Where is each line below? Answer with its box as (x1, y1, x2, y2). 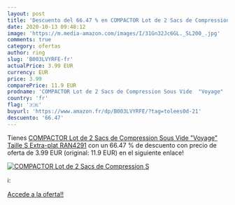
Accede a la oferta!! (7, 190, 64, 198)
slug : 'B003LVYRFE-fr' (7, 56, 73, 63)
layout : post (7, 10, 45, 17)
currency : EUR (7, 69, 49, 76)
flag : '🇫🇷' (7, 101, 42, 108)
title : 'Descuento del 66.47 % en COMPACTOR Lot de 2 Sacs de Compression (7, 17, 230, 24)
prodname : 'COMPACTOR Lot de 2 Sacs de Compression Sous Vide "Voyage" (7, 88, 224, 95)
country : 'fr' (7, 95, 49, 102)
